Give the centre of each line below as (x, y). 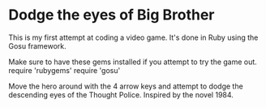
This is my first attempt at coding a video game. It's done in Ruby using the (133, 37)
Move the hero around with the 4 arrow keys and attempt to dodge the (126, 86)
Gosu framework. (37, 45)
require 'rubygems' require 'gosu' (64, 70)
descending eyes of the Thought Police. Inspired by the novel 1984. (121, 94)
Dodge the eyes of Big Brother (112, 15)
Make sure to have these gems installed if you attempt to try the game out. (133, 62)
